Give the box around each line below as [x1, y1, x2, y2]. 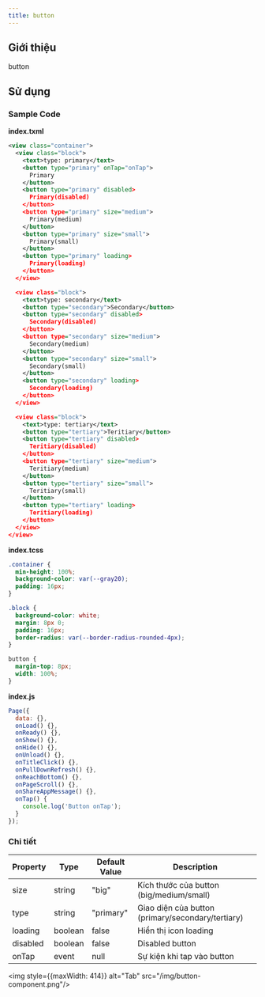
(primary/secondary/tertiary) [137, 912, 244, 923]
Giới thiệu [8, 41, 57, 55]
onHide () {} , [15, 744, 58, 752]
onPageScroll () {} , [15, 780, 80, 788]
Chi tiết [8, 836, 37, 847]
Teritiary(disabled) [28, 442, 97, 451]
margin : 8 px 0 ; [15, 619, 65, 627]
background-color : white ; [15, 611, 101, 620]
